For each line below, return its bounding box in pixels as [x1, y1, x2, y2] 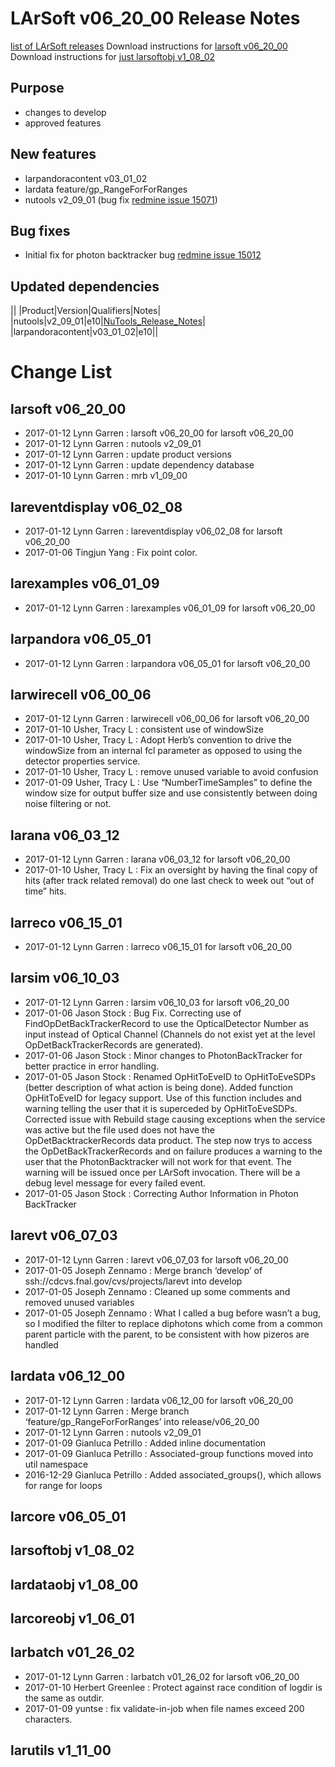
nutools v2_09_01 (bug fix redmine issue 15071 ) [24, 193, 218, 206]
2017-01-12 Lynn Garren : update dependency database [24, 459, 255, 471]
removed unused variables [24, 1296, 135, 1308]
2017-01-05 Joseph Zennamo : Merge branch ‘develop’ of [24, 1264, 263, 1276]
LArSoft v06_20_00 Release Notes [10, 7, 301, 30]
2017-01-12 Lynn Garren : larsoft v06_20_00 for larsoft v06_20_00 [24, 427, 294, 439]
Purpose [10, 80, 65, 97]
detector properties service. [24, 755, 141, 767]
